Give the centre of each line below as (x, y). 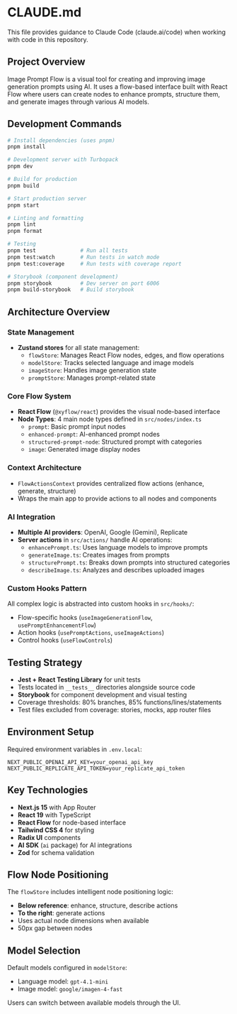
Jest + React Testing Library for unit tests (79, 680)
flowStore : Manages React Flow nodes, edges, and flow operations (126, 355)
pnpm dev (20, 167)
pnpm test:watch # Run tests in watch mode (83, 257)
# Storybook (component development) (63, 277)
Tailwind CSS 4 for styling (56, 830)
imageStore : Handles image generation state (92, 370)
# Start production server (47, 198)
